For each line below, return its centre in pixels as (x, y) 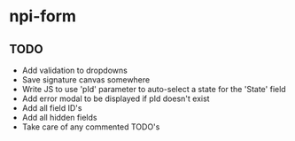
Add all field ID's (52, 108)
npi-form (43, 16)
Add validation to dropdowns (75, 70)
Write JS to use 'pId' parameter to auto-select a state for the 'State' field (154, 89)
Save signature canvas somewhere (86, 80)
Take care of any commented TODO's (91, 127)
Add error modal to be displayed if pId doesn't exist (116, 98)
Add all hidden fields (59, 117)
